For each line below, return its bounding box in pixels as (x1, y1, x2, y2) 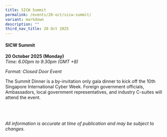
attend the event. (5, 94, 41, 100)
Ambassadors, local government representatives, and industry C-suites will (5, 89, 162, 95)
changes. (5, 126, 25, 132)
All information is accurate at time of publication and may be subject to (5, 120, 154, 127)
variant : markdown (5, 17, 44, 22)
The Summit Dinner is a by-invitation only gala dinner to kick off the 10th (5, 78, 156, 84)
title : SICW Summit (5, 7, 47, 13)
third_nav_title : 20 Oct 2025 (5, 26, 69, 31)
